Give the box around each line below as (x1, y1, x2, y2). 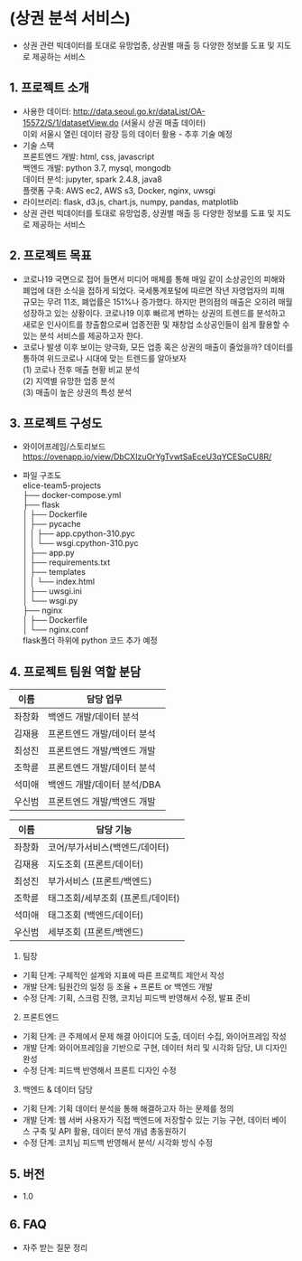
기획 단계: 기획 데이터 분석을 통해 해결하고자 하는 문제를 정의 (22, 1104, 234, 1115)
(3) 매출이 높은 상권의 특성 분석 (22, 386, 133, 398)
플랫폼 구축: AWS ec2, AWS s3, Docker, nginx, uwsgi (22, 184, 216, 195)
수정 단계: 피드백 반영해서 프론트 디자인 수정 (22, 1065, 178, 1076)
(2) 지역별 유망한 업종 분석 (22, 375, 115, 386)
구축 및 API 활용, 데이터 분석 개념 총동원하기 (32, 1126, 187, 1137)
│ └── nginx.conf (22, 625, 89, 635)
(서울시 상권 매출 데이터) (120, 117, 206, 127)
